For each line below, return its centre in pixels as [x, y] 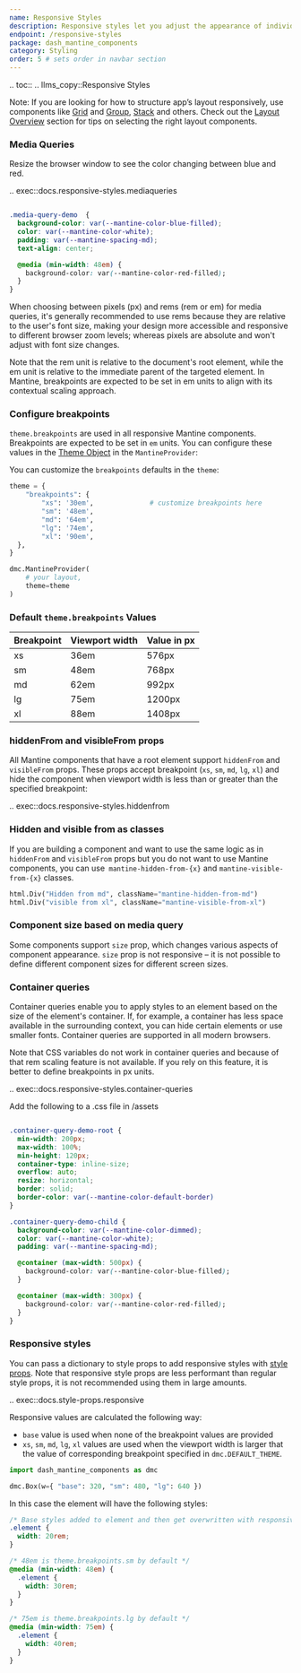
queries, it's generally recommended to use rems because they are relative [148, 316]
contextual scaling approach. [63, 391]
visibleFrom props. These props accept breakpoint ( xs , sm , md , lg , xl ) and [144, 770]
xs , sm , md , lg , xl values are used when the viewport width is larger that [153, 1443]
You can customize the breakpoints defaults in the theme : [114, 470]
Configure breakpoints [60, 414]
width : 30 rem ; [52, 1586]
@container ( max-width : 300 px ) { [80, 1296]
